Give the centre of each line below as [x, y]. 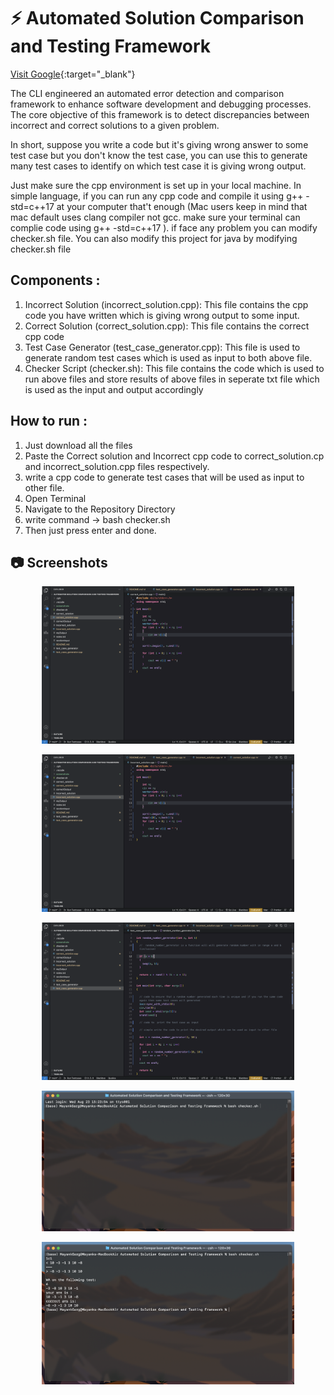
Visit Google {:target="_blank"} [73, 74]
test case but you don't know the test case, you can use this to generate [159, 155]
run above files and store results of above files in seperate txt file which [172, 379]
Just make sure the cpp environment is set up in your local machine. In [156, 185]
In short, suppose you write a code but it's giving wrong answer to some [159, 144]
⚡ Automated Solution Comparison [157, 18]
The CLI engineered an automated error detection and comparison [147, 93]
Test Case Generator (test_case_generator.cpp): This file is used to [162, 347]
